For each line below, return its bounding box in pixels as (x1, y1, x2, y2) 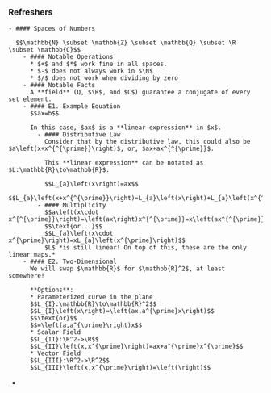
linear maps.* (8, 251, 56, 259)
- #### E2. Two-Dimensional (23, 257, 117, 266)
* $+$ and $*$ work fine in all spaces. (29, 60, 168, 69)
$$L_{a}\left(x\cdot (44, 229, 114, 238)
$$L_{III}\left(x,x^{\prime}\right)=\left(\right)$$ (29, 364, 211, 372)
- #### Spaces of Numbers (8, 25, 95, 33)
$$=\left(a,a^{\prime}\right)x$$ (29, 321, 143, 329)
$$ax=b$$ (29, 110, 60, 118)
